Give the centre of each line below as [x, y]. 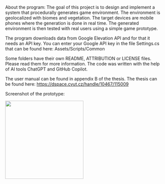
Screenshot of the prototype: [35, 94]
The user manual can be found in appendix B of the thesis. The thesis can [81, 79]
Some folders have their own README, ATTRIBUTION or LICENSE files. [78, 58]
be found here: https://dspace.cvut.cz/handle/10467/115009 [67, 84]
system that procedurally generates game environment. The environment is [83, 12]
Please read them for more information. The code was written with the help [82, 64]
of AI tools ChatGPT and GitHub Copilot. [46, 69]
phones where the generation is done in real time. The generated [72, 23]
